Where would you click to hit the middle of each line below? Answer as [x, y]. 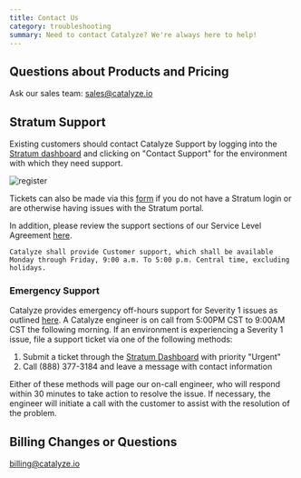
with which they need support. [66, 163]
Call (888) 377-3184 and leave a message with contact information [147, 367]
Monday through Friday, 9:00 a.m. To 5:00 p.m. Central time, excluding [150, 260]
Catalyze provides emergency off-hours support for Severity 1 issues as [144, 311]
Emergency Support [54, 290]
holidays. [28, 268]
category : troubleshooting [60, 26]
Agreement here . [41, 235]
